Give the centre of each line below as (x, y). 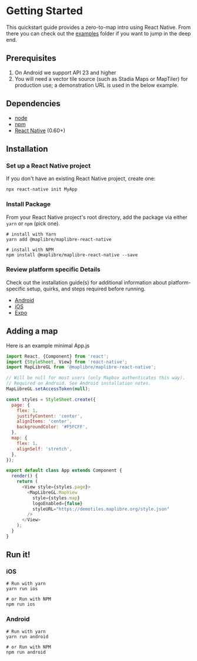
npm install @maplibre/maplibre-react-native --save (72, 255)
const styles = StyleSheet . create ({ (51, 400)
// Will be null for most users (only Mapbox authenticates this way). (96, 378)
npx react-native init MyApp (42, 189)
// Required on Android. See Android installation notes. (79, 384)
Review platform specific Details (54, 270)
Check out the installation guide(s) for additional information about (87, 282)
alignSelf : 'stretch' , (44, 449)
